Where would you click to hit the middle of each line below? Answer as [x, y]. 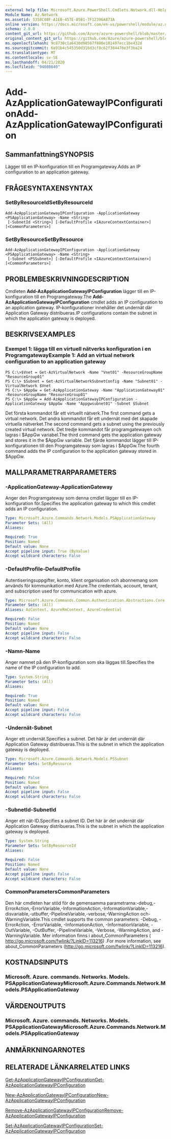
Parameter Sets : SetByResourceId [41, 846]
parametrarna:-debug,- [131, 903]
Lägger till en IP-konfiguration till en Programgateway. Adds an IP [73, 167]
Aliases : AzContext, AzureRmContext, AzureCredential [64, 610]
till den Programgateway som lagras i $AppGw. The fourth [99, 445]
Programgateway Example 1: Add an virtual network [70, 355]
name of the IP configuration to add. [43, 667]
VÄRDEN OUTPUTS [36, 1006]
